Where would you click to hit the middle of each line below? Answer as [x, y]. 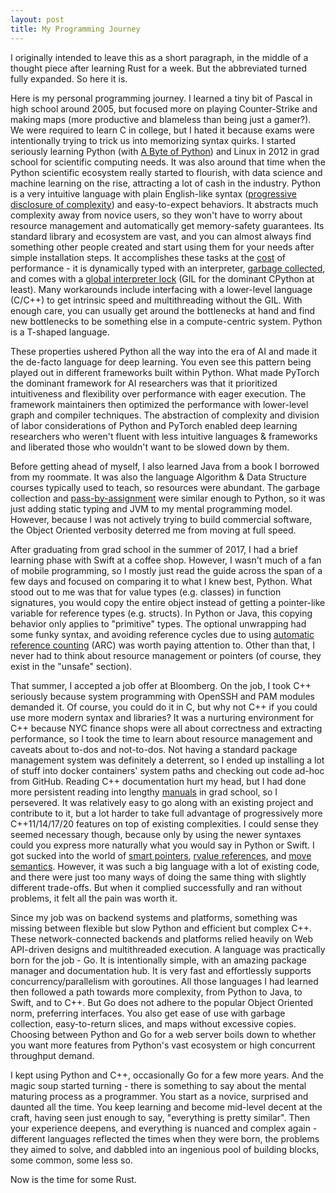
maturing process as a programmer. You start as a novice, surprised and [159, 1096]
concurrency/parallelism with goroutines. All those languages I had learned [164, 981]
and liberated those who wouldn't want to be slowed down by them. [150, 447]
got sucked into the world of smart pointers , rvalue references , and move [161, 855]
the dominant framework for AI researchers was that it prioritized [144, 383]
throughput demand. [52, 1055]
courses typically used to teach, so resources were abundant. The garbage [165, 487]
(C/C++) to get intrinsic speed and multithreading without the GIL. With [156, 300]
